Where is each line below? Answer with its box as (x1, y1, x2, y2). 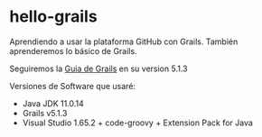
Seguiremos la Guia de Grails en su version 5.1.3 (9, 63, 188, 74)
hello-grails (9, 6, 98, 27)
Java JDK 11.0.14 (22, 97, 84, 109)
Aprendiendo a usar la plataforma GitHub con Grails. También (9, 36, 239, 47)
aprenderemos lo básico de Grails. (9, 45, 137, 56)
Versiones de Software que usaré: (9, 80, 136, 91)
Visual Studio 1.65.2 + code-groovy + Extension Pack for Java (22, 117, 253, 128)
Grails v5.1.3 (22, 107, 68, 118)
